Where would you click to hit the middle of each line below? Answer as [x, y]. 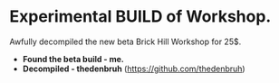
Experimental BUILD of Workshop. [140, 17]
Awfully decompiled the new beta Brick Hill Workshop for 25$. [125, 41]
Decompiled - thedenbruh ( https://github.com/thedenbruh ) [134, 69]
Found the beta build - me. [73, 59]
